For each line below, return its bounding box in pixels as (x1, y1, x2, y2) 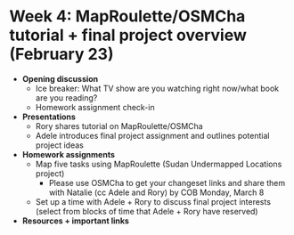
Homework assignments (21, 149, 116, 159)
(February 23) (9, 45, 114, 64)
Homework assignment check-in (35, 101, 155, 112)
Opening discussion (21, 73, 99, 84)
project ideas (35, 140, 85, 150)
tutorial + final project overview (9, 25, 248, 45)
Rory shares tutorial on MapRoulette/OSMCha (35, 120, 203, 131)
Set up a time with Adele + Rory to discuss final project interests (35, 196, 272, 207)
